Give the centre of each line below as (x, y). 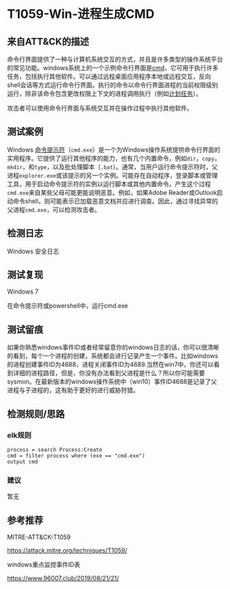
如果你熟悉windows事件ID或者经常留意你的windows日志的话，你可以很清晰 (113, 348)
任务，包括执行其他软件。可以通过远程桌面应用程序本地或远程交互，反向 (109, 76)
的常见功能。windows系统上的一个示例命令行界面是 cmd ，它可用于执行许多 (113, 68)
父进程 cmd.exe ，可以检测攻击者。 (54, 209)
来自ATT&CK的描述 (48, 41)
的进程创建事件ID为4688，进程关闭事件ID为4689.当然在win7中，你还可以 (111, 365)
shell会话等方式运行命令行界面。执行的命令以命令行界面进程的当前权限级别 (113, 85)
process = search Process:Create (55, 450)
